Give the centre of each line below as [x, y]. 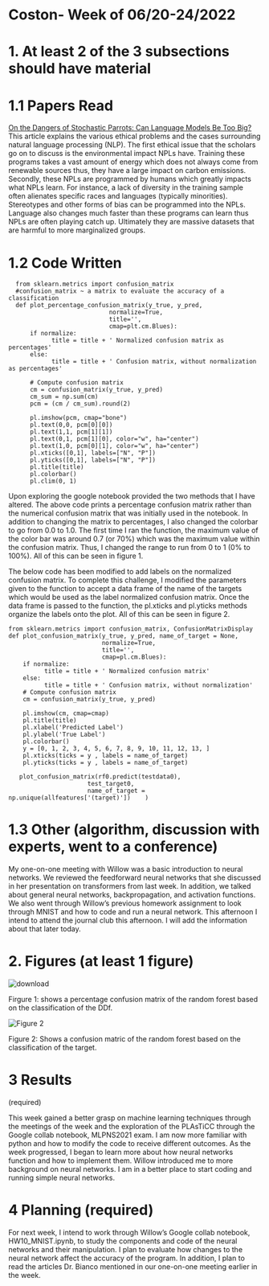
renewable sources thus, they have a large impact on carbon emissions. [127, 171]
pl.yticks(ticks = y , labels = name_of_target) [106, 763]
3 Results [40, 1080]
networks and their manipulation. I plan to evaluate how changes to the [126, 1249]
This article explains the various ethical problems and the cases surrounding [134, 136]
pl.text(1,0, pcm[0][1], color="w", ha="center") [114, 446]
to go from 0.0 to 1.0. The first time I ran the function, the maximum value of [133, 530]
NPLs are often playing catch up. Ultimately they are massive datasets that [131, 222]
